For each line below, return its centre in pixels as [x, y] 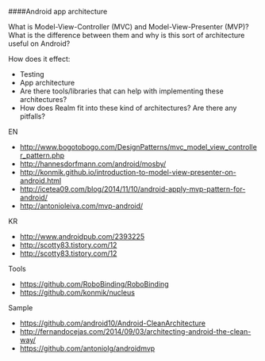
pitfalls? [33, 116]
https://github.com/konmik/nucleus [77, 293]
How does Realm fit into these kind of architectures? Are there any [128, 108]
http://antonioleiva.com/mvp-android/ [81, 206]
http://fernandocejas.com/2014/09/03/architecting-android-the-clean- [135, 331]
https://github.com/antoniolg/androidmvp [87, 348]
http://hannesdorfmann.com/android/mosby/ [93, 164]
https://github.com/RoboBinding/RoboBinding [94, 284]
